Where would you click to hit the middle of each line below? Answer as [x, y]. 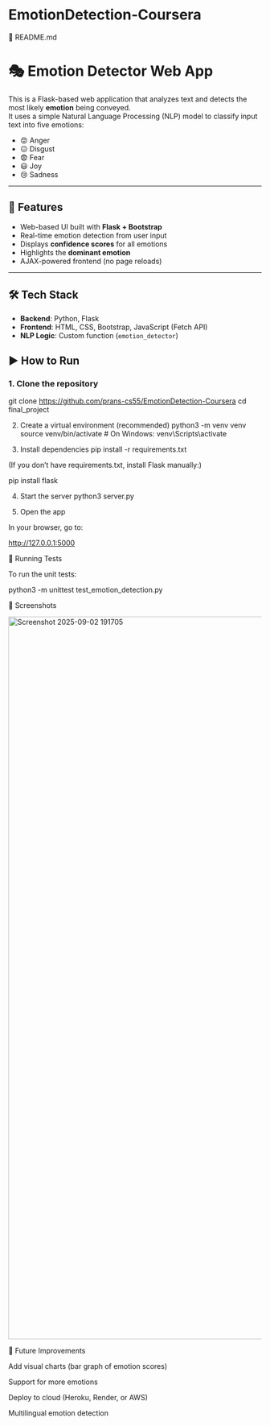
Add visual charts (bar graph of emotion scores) [88, 1366]
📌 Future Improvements [47, 1351]
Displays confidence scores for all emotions [94, 244]
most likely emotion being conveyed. [70, 107]
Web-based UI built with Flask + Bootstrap [91, 226]
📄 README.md [33, 37]
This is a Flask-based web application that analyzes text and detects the [128, 99]
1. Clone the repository [53, 383]
